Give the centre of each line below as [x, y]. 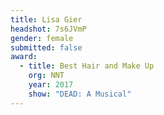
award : [24, 57]
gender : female [42, 38]
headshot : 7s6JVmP [48, 29]
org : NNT [46, 76]
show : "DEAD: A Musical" [80, 94]
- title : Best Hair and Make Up [87, 66]
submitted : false [46, 47]
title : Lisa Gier [46, 19]
